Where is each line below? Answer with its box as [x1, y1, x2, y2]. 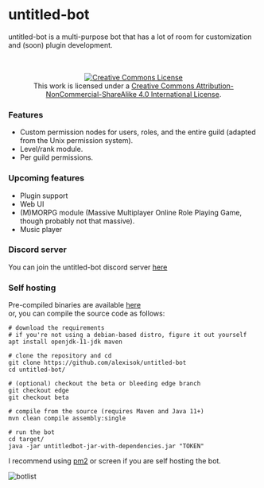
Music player [19, 224, 63, 234]
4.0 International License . [138, 89, 222, 99]
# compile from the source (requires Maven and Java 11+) [8, 408, 204, 416]
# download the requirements [8, 324, 105, 332]
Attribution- [196, 81, 235, 91]
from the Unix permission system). [19, 136, 134, 145]
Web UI [19, 199, 45, 208]
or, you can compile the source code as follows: [8, 308, 165, 319]
